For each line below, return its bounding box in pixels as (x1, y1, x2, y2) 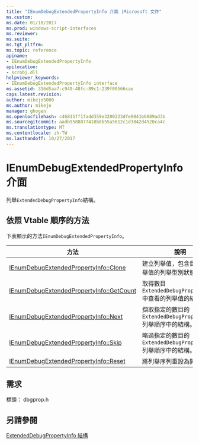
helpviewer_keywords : (6, 75, 60, 81)
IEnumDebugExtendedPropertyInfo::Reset (9, 357, 126, 365)
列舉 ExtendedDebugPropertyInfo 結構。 (6, 196, 99, 204)
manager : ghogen (6, 108, 46, 114)
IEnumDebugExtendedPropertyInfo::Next (9, 312, 123, 320)
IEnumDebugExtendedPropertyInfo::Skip (9, 338, 122, 347)
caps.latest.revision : (6, 91, 62, 97)
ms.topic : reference (6, 47, 57, 53)
